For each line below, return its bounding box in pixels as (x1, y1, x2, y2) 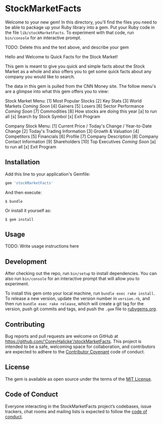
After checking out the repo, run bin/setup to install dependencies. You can (5, 271, 157, 276)
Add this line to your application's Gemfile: (5, 171, 90, 177)
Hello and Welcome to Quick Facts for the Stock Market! (5, 53, 118, 59)
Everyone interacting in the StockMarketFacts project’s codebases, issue (5, 403, 152, 409)
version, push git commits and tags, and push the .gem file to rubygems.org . (5, 306, 158, 312)
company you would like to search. (5, 74, 76, 79)
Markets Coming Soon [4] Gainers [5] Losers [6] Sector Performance (5, 103, 144, 109)
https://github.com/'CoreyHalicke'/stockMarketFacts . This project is (5, 339, 142, 345)
